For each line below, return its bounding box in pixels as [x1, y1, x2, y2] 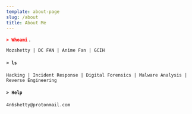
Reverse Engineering [6, 77, 58, 83]
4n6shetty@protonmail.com [6, 102, 70, 107]
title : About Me [6, 20, 46, 26]
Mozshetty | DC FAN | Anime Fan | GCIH [6, 47, 105, 53]
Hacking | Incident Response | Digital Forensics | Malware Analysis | [6, 72, 187, 78]
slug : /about [6, 14, 39, 20]
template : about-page [6, 8, 60, 15]
